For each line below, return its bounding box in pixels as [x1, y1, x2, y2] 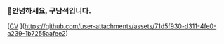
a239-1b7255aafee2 [7, 30, 66, 38]
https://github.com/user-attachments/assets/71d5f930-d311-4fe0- [24, 22, 217, 30]
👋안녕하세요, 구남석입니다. [7, 5, 91, 15]
